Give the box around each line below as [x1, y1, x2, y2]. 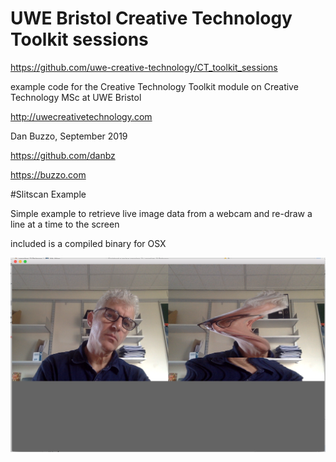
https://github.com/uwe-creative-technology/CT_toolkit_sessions [10, 61, 278, 73]
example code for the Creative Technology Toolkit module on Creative [10, 80, 299, 92]
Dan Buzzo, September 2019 [10, 130, 128, 142]
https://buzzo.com [10, 168, 87, 181]
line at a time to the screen [10, 218, 120, 230]
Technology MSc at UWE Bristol [10, 91, 142, 103]
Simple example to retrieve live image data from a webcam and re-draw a [10, 207, 313, 219]
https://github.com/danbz [10, 149, 116, 161]
